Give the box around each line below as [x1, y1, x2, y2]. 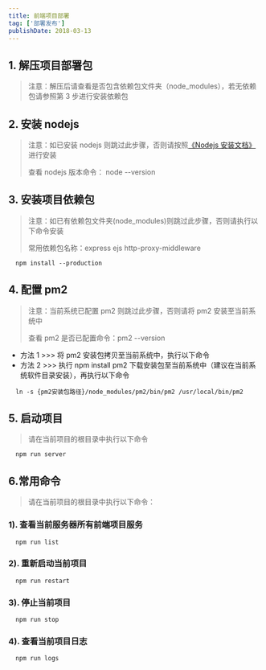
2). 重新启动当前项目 [8, 558, 88, 569]
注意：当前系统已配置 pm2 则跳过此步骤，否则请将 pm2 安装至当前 [27, 306, 249, 315]
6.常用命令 [8, 474, 62, 487]
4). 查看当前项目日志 [8, 636, 88, 647]
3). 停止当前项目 [8, 597, 71, 608]
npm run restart [15, 577, 70, 585]
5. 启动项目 [8, 412, 63, 425]
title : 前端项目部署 [8, 11, 70, 20]
